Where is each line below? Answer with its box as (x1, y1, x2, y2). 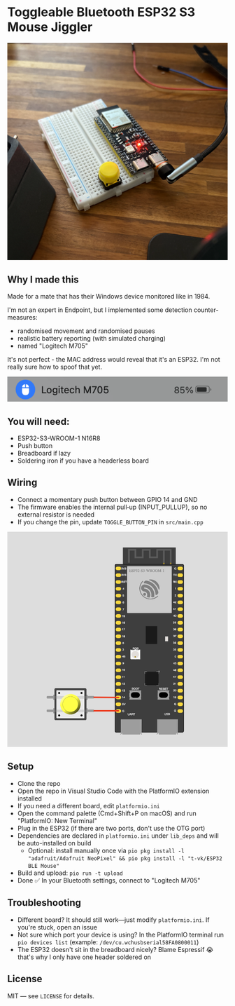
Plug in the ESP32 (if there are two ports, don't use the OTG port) (17, 824, 206, 832)
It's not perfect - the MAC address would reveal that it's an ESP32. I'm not (7, 355, 220, 364)
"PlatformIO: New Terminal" (17, 816, 98, 824)
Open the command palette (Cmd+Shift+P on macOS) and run (17, 809, 197, 817)
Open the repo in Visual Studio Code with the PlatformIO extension (17, 787, 210, 795)
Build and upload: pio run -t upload (17, 869, 124, 877)
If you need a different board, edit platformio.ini (17, 801, 160, 810)
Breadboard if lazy (17, 449, 71, 457)
